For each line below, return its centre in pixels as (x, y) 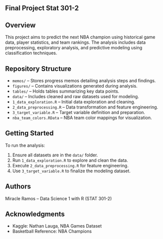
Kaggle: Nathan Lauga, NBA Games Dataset (57, 226)
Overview (21, 25)
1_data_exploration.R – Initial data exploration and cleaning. (74, 102)
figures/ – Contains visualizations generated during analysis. (75, 86)
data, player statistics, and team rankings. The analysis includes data (76, 42)
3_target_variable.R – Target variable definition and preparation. (79, 113)
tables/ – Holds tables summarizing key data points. (66, 91)
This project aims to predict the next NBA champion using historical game (80, 37)
